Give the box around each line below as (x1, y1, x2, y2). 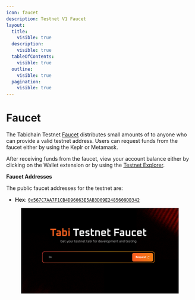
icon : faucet (6, 10, 39, 15)
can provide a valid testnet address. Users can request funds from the (6, 137, 178, 145)
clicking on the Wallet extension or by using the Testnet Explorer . (6, 161, 165, 169)
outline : (11, 66, 33, 72)
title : (11, 29, 28, 35)
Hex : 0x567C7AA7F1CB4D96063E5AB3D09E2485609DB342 (14, 196, 140, 204)
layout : (6, 22, 26, 28)
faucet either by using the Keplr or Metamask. (6, 143, 118, 151)
